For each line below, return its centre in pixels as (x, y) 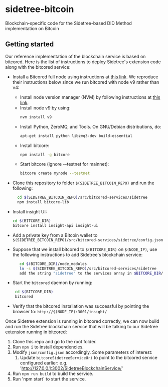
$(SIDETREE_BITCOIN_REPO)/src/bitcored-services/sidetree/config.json (88, 240)
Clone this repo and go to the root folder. (54, 342)
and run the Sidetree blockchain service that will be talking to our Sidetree (82, 327)
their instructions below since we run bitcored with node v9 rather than (86, 82)
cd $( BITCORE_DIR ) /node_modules (53, 264)
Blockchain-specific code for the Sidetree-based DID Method (68, 23)
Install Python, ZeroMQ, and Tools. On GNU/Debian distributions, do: (91, 126)
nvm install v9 (36, 117)
